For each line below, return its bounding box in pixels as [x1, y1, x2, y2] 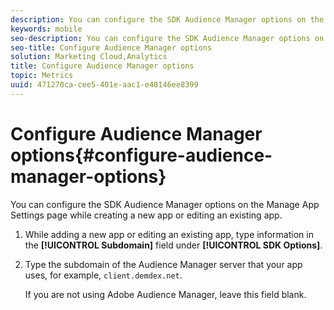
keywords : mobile [10, 24, 83, 34]
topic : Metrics [10, 71, 74, 81]
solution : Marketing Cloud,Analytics [10, 52, 168, 62]
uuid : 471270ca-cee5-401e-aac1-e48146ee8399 [10, 80, 199, 90]
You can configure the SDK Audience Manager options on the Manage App [10, 198, 320, 210]
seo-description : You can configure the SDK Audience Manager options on [10, 33, 325, 43]
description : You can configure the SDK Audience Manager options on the [10, 14, 325, 25]
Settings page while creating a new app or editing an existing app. [10, 209, 283, 221]
